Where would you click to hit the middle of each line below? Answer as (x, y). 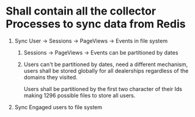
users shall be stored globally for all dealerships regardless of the (106, 70)
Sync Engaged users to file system (58, 107)
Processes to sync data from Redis (96, 24)
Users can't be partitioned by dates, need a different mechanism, (105, 64)
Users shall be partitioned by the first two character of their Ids (103, 89)
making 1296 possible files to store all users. (79, 95)
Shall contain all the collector (81, 11)
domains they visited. (50, 77)
